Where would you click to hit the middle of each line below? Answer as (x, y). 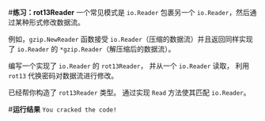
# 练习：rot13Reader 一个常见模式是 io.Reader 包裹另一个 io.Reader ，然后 (129, 12)
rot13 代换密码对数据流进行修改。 (63, 76)
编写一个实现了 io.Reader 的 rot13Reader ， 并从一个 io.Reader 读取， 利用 (129, 66)
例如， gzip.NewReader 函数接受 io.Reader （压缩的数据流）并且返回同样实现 (131, 39)
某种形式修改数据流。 (49, 22)
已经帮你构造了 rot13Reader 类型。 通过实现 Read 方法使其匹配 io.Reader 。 (129, 93)
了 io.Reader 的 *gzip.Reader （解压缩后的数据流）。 (92, 49)
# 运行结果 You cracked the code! (62, 109)
